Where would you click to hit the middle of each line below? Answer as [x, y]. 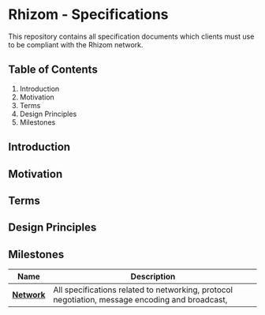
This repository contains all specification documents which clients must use [131, 36]
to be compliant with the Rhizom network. [76, 44]
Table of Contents [53, 70]
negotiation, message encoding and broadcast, [140, 300]
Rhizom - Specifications [88, 15]
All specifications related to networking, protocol [143, 290]
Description [153, 276]
